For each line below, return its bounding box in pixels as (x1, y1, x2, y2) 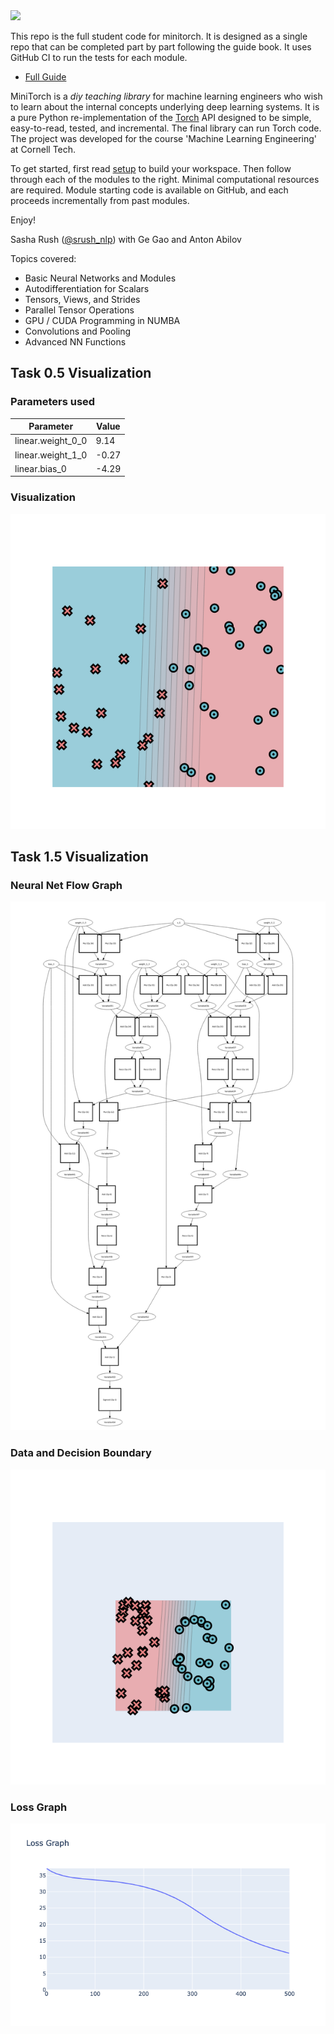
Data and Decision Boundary (10, 1446, 152, 1460)
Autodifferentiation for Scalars (24, 283, 150, 294)
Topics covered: (10, 253, 77, 264)
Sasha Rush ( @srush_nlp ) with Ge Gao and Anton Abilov (10, 234, 242, 245)
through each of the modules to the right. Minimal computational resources (10, 174, 320, 185)
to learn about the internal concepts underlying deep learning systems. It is (10, 101, 320, 113)
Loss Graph (10, 1800, 68, 1814)
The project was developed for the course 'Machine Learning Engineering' (10, 133, 318, 144)
